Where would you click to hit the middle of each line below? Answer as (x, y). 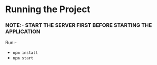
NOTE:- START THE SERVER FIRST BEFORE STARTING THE (79, 25)
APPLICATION (23, 31)
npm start (23, 58)
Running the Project (48, 9)
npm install (25, 53)
